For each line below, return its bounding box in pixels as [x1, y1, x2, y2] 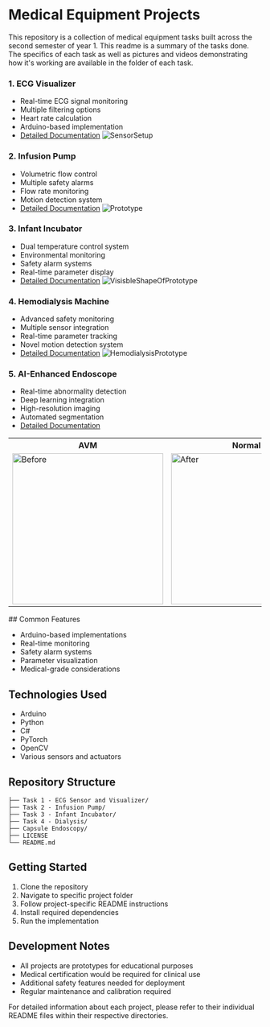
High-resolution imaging [19, 404, 100, 414]
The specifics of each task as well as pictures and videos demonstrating [8, 49, 247, 59]
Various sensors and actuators [19, 752, 122, 761]
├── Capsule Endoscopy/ [8, 825, 88, 833]
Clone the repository [19, 881, 88, 891]
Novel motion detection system [19, 340, 124, 349]
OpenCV [19, 743, 49, 753]
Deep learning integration [19, 395, 104, 405]
